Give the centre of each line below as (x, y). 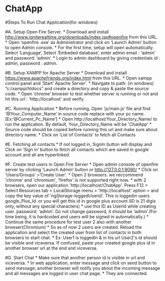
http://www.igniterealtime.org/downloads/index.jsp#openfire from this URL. (82, 37)
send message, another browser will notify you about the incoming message (83, 268)
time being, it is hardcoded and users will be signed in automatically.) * (77, 216)
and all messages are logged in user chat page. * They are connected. (76, 273)
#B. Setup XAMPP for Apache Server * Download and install (66, 72)
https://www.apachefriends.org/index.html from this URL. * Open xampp (79, 78)
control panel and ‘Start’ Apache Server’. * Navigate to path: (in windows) (80, 83)
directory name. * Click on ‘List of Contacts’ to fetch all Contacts (70, 135)
